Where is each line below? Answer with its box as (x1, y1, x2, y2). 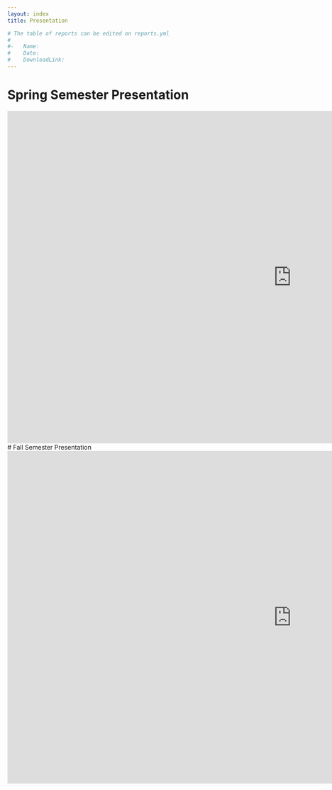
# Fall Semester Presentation (7, 443, 92, 451)
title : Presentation (7, 17, 69, 24)
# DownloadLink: (7, 56, 65, 64)
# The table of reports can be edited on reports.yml (7, 30, 170, 37)
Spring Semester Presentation (7, 87, 189, 103)
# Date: (7, 50, 40, 57)
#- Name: (7, 43, 40, 50)
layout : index (7, 10, 50, 18)
